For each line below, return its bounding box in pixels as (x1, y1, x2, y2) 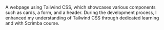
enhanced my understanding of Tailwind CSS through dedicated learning (5, 15, 159, 20)
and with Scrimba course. (5, 20, 60, 26)
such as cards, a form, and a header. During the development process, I (5, 9, 157, 15)
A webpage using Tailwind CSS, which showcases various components (5, 4, 156, 10)
